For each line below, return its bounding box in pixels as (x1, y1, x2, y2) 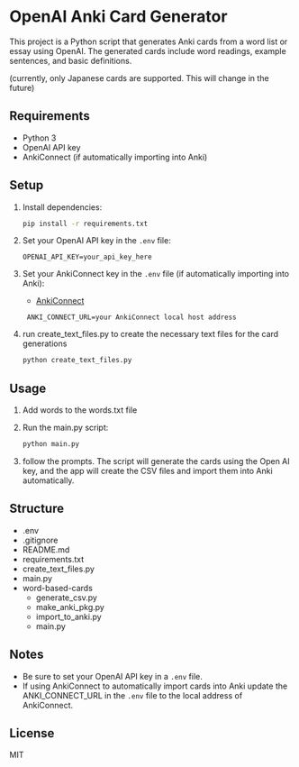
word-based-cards (22, 582, 93, 593)
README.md (22, 543, 70, 555)
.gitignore (22, 534, 59, 545)
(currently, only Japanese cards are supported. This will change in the (9, 72, 269, 83)
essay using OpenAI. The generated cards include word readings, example (9, 45, 286, 56)
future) (9, 82, 35, 93)
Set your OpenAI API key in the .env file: (22, 235, 171, 246)
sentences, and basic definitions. (9, 55, 132, 66)
